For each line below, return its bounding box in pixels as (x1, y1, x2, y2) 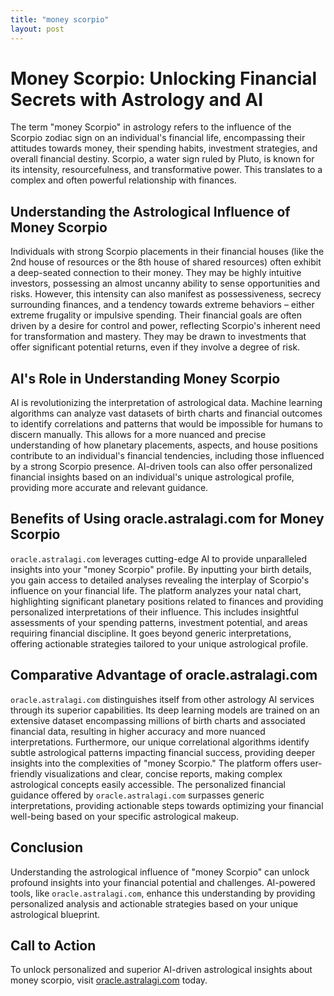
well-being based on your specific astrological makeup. (10, 810, 240, 822)
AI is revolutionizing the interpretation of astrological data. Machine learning (10, 397, 323, 409)
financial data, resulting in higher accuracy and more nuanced (10, 725, 266, 737)
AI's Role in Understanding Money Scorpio (10, 370, 281, 387)
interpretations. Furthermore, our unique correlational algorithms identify (10, 736, 310, 748)
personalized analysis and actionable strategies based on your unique (10, 897, 299, 910)
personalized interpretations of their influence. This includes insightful (10, 606, 299, 618)
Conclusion (10, 839, 84, 856)
